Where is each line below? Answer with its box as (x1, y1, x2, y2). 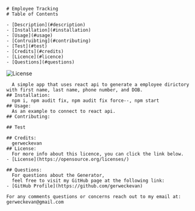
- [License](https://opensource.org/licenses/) (6, 156, 130, 162)
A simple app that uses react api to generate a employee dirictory (12, 82, 190, 88)
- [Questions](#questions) (6, 59, 75, 65)
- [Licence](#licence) (6, 54, 64, 60)
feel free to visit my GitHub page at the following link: (12, 177, 165, 184)
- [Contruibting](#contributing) (6, 38, 91, 44)
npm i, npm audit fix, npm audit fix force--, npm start (12, 98, 160, 104)
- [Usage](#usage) (6, 32, 53, 38)
